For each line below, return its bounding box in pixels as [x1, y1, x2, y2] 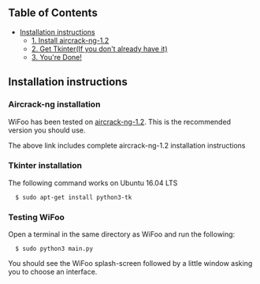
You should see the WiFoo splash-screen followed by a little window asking [8, 259, 253, 268]
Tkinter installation [8, 160, 83, 171]
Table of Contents [8, 6, 98, 20]
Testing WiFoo [8, 211, 65, 222]
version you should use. [8, 125, 86, 135]
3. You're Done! [31, 52, 83, 62]
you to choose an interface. [8, 267, 98, 277]
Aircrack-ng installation [8, 99, 101, 110]
